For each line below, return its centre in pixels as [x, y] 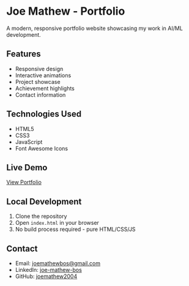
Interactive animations [43, 75]
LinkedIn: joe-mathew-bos [49, 270]
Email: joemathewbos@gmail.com [58, 263]
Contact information [40, 95]
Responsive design [39, 69]
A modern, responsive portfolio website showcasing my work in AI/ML [95, 28]
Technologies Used [44, 114]
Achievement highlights [45, 88]
